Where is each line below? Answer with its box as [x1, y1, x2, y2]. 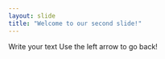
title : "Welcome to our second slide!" [8, 19, 142, 27]
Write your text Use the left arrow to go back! [8, 41, 159, 51]
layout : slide [8, 11, 56, 20]
